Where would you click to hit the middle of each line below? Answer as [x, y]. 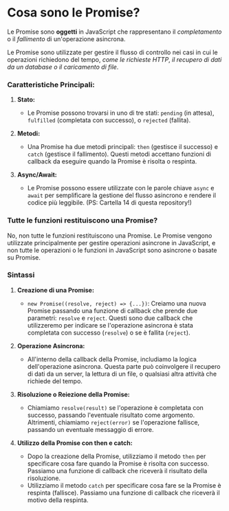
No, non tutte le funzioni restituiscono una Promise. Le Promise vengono [110, 236]
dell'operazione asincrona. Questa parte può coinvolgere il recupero [124, 366]
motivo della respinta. [58, 500]
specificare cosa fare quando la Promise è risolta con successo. [118, 463]
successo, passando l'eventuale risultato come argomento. [111, 415]
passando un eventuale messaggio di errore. [90, 429]
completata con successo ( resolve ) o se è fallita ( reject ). [109, 332]
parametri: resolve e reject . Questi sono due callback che [110, 318]
